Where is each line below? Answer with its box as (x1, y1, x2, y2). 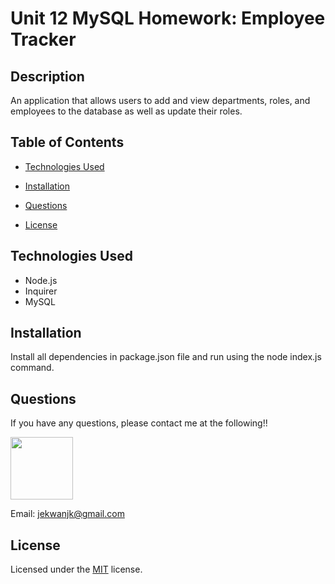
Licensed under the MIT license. (10, 563, 143, 576)
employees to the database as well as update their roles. (10, 105, 243, 117)
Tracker (10, 28, 77, 51)
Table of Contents (10, 134, 125, 151)
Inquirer (24, 285, 58, 297)
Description (10, 68, 85, 85)
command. (10, 362, 55, 374)
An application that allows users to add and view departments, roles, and (10, 95, 311, 106)
